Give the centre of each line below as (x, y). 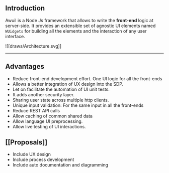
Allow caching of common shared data (53, 116)
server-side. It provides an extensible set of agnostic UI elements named (80, 26)
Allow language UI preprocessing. (48, 121)
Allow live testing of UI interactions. (49, 126)
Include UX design (32, 154)
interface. (15, 36)
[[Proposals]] (26, 142)
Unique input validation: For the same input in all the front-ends (78, 105)
